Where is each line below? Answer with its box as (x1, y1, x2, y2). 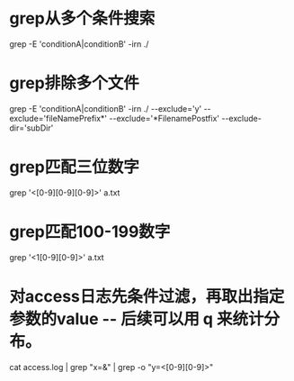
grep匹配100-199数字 (9, 222, 171, 241)
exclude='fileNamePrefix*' (9, 113, 108, 123)
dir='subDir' (9, 122, 54, 133)
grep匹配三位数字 (9, 157, 139, 177)
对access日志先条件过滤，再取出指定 (9, 286, 285, 306)
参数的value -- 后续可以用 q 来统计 (9, 308, 264, 329)
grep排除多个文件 (9, 73, 139, 94)
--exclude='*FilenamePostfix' (109, 113, 220, 123)
